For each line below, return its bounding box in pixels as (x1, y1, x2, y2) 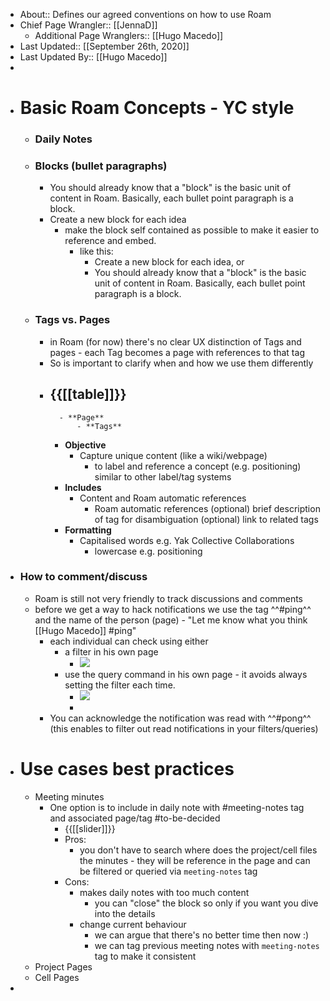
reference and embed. (64, 235, 157, 247)
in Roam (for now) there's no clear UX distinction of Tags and (49, 335, 302, 348)
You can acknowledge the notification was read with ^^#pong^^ (49, 712, 312, 724)
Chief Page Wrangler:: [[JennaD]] (19, 19, 158, 31)
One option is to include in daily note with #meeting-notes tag (49, 801, 305, 813)
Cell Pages (34, 971, 80, 983)
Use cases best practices (19, 758, 235, 780)
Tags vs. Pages (34, 313, 111, 327)
